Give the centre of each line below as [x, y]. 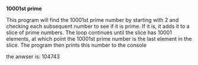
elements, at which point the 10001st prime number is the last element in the [99, 39]
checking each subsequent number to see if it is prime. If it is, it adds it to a [98, 26]
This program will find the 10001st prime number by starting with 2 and [92, 20]
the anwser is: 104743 [33, 56]
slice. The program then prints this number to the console [76, 45]
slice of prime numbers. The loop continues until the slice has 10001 [89, 32]
